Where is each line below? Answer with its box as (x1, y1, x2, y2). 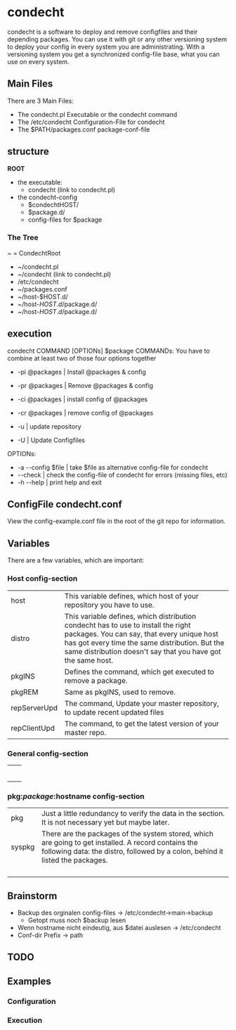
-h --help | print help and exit (17, 478, 102, 486)
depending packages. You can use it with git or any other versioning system (7, 34, 227, 43)
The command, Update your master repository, (64, 698, 219, 708)
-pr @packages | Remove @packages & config (17, 381, 153, 389)
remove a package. (64, 675, 128, 685)
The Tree (7, 233, 39, 243)
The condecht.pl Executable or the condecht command (17, 110, 178, 118)
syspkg (11, 842, 35, 852)
